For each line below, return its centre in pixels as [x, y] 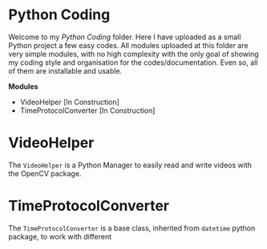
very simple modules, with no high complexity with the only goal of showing [133, 54]
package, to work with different [60, 236]
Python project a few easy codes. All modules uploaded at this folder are [128, 45]
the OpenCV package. [45, 173]
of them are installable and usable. [65, 70]
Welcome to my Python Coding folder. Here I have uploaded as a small [125, 37]
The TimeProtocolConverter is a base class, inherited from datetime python [132, 228]
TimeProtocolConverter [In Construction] [87, 110]
